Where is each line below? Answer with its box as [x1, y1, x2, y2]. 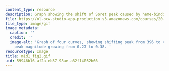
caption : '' [10, 30, 35, 35]
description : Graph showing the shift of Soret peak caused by [5, 12, 141, 17]
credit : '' [10, 35, 33, 40]
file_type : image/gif [5, 21, 51, 26]
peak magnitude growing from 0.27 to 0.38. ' [14, 44, 112, 49]
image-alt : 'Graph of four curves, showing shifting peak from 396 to [10, 40, 161, 45]
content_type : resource [5, 7, 55, 12]
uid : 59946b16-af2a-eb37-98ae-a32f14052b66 [5, 58, 98, 63]
